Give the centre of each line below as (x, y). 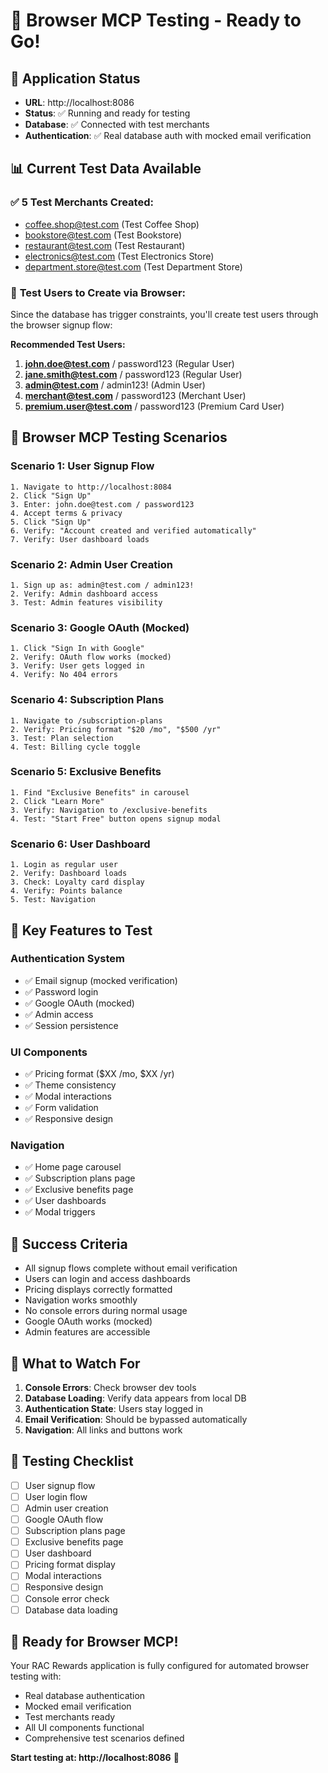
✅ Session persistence (71, 1025)
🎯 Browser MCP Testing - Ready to (156, 20)
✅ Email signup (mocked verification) (101, 980)
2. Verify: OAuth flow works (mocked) (91, 657)
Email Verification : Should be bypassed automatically (136, 1420)
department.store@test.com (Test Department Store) (133, 266)
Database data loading (71, 1610)
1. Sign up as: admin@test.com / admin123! (102, 585)
